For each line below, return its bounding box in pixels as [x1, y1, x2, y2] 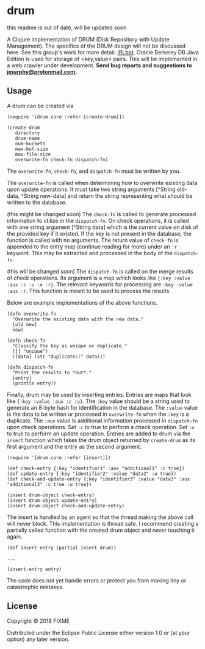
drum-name [15, 135, 40, 141]
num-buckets [15, 140, 46, 147]
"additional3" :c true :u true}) [7, 481, 92, 487]
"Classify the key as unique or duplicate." [12, 343, 128, 349]
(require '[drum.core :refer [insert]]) [7, 454, 112, 461]
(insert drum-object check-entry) [7, 492, 95, 498]
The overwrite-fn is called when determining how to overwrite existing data [7, 179, 198, 186]
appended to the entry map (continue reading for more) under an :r [7, 242, 178, 250]
